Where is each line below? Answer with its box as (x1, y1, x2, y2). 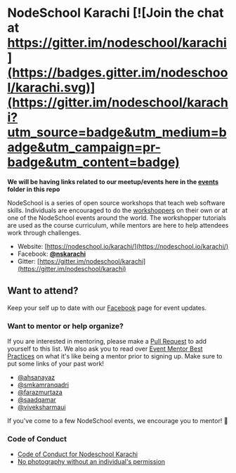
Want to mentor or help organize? (7, 321, 124, 331)
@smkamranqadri (17, 381, 69, 389)
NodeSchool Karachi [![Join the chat (7, 5, 224, 21)
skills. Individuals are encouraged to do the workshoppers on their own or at (7, 206, 228, 214)
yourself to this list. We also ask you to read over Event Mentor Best (7, 344, 203, 353)
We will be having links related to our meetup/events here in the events (7, 177, 219, 186)
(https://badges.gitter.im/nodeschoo (7, 65, 228, 81)
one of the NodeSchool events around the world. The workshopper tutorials (7, 213, 227, 222)
